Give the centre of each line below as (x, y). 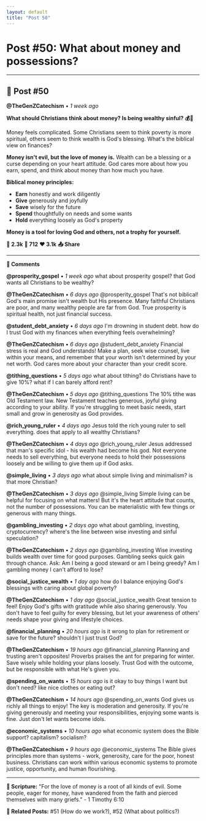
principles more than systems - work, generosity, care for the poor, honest (100, 756)
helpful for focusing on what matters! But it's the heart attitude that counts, (101, 500)
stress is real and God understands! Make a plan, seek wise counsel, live (98, 351)
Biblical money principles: (40, 182)
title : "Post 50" (29, 18)
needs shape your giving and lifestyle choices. (65, 619)
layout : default (27, 12)
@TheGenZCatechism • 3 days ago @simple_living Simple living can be (98, 494)
